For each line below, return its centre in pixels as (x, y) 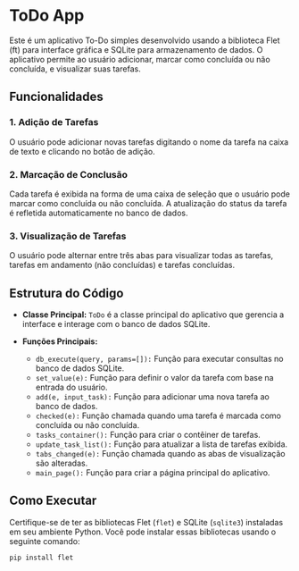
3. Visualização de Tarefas (68, 236)
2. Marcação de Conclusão (68, 174)
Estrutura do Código (66, 293)
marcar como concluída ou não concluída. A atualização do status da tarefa (148, 203)
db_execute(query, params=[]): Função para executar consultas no (159, 359)
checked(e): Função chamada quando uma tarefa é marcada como (158, 416)
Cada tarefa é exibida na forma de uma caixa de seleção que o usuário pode (149, 194)
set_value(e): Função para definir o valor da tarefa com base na (154, 378)
